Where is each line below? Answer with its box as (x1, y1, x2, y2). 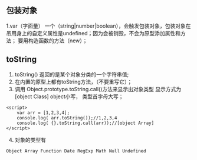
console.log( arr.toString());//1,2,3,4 (17, 115, 117, 121)
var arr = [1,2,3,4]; (17, 109, 70, 116)
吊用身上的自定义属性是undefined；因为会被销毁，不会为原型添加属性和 (6, 29, 181, 36)
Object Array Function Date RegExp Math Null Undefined (6, 148, 146, 154)
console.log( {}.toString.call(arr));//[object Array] (17, 120, 155, 126)
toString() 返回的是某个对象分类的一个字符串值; (14, 71, 129, 78)
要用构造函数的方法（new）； (17, 37, 88, 44)
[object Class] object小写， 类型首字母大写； (14, 93, 124, 100)
